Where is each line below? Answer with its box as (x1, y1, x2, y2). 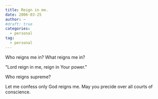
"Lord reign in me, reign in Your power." (5, 64, 87, 70)
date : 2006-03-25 (5, 12, 42, 17)
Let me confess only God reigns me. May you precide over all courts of (5, 83, 153, 89)
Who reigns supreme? (5, 74, 51, 80)
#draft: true (5, 21, 33, 27)
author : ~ (5, 17, 26, 22)
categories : (5, 26, 30, 31)
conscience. (5, 89, 31, 95)
